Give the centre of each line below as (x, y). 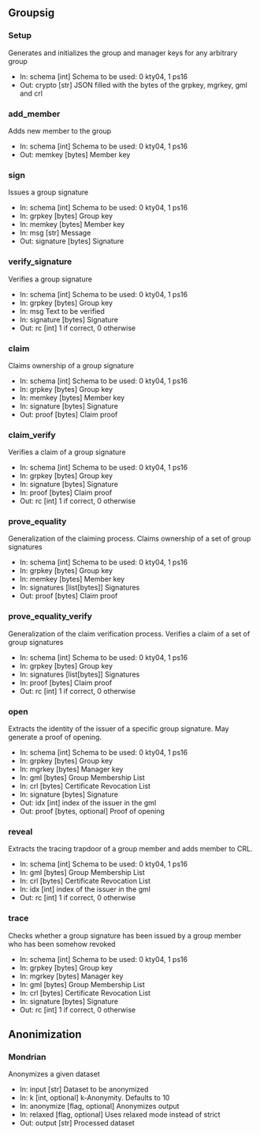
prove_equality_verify (50, 617)
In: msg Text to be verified (62, 311)
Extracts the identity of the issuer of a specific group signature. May (119, 729)
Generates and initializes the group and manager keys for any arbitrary (123, 53)
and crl (31, 93)
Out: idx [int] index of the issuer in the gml (88, 803)
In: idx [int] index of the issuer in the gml (85, 889)
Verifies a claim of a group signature (67, 452)
